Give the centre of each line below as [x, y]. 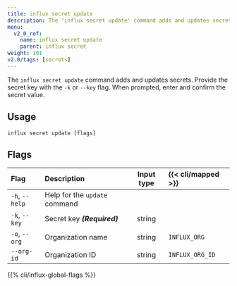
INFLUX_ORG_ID [192, 255]
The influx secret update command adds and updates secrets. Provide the [117, 80]
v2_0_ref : [28, 33]
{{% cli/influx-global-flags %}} [52, 275]
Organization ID [71, 255]
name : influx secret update [61, 40]
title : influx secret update [50, 14]
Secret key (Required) [81, 219]
